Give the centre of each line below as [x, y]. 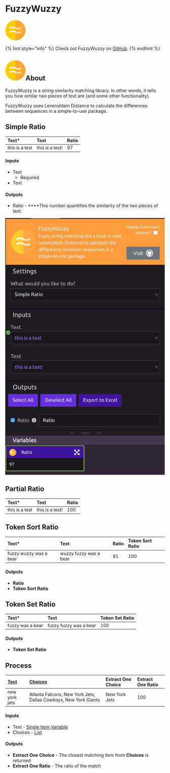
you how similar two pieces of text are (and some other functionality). [78, 96]
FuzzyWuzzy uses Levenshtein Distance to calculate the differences [76, 105]
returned [22, 760]
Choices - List [27, 732]
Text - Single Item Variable [40, 727]
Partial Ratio [25, 489]
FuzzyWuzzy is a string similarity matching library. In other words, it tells [81, 90]
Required [30, 178]
